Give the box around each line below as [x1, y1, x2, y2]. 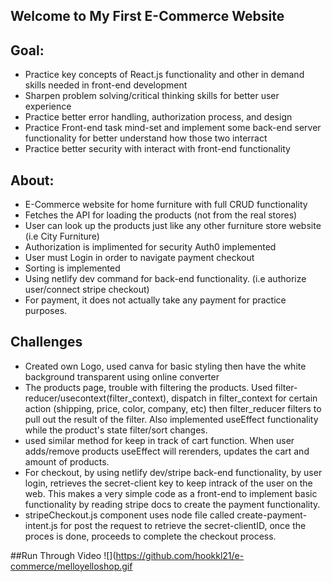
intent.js [24, 519, 58, 531]
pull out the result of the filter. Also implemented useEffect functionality [24, 413, 319, 425]
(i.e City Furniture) [24, 230, 100, 243]
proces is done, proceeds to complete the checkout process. [24, 530, 277, 542]
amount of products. [24, 455, 110, 468]
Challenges [10, 334, 83, 351]
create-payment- [236, 509, 308, 521]
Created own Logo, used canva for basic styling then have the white [24, 360, 307, 372]
